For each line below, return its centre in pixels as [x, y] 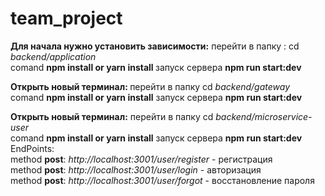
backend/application [53, 56]
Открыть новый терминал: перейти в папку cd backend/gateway [150, 86]
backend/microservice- [264, 116]
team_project [66, 18]
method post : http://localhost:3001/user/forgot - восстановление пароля [162, 180]
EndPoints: [32, 148]
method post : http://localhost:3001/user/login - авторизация [136, 169]
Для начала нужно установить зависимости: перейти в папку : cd [155, 46]
